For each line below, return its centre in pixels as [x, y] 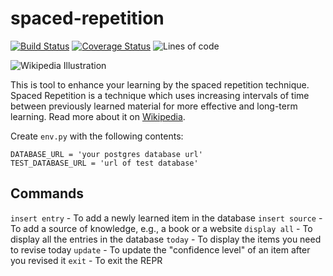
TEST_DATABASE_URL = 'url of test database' [104, 163]
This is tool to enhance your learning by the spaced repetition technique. [160, 84]
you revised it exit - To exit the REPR [86, 260]
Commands [47, 193]
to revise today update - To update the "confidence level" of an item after [160, 249]
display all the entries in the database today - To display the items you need [166, 239]
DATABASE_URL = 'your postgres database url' [106, 154]
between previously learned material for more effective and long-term [154, 106]
